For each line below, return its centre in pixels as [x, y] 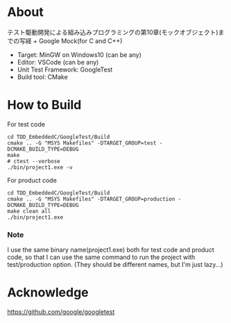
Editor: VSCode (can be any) [58, 62]
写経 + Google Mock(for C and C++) [71, 41]
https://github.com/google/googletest [61, 312]
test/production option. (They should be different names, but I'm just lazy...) [115, 265]
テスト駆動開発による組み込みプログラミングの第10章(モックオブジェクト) [113, 32]
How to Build [44, 105]
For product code [32, 180]
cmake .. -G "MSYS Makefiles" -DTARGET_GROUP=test [82, 143]
